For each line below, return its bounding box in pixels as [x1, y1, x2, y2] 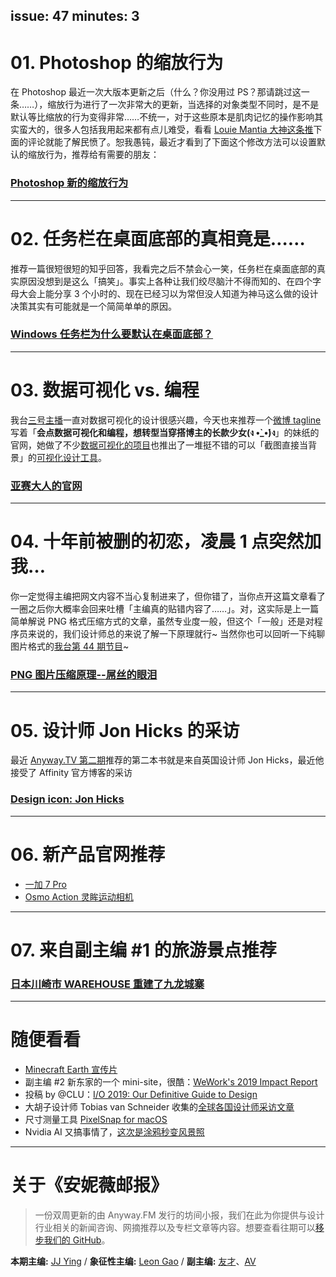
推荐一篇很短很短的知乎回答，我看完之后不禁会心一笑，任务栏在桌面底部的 [10, 262, 317, 274]
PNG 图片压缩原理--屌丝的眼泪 [10, 667, 158, 681]
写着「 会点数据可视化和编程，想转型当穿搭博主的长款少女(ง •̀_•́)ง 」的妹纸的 [10, 426, 320, 438]
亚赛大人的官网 [10, 479, 83, 493]
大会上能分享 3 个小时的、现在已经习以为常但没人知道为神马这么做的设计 [18, 287, 319, 299]
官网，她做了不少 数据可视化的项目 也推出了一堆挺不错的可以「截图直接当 [10, 439, 308, 451]
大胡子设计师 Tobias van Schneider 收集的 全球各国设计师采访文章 [24, 1100, 295, 1113]
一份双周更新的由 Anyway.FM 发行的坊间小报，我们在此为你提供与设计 [34, 1209, 325, 1221]
